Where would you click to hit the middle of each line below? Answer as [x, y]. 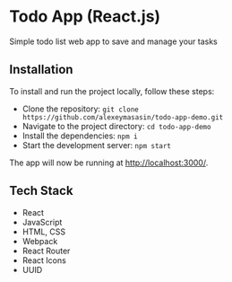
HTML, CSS [43, 232]
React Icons [44, 260]
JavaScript [42, 222]
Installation [41, 70]
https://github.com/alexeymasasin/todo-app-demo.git [123, 117]
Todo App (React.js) [85, 17]
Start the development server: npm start [97, 145]
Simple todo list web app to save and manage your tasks [113, 41]
